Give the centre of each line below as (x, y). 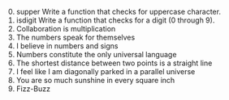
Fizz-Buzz (33, 89)
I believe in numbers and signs (67, 46)
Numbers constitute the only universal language (96, 54)
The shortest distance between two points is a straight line (114, 63)
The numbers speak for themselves (76, 37)
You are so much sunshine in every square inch (95, 80)
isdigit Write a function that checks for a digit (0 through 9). (115, 20)
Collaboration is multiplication (66, 29)
